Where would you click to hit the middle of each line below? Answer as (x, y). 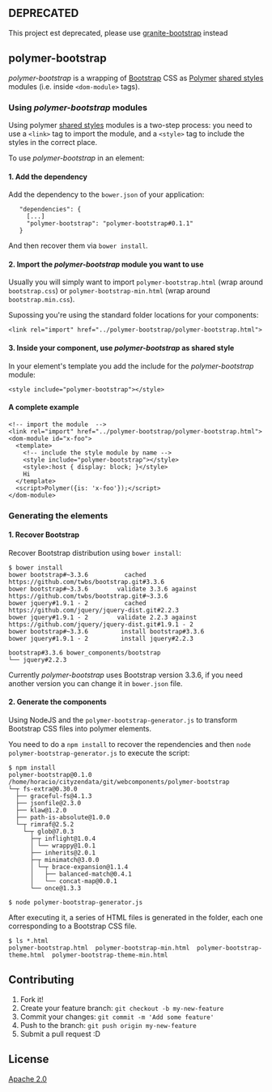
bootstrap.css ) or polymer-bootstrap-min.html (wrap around (109, 291)
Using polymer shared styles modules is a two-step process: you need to (130, 125)
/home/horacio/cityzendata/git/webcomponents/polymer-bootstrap (119, 782)
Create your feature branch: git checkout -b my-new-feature (122, 1008)
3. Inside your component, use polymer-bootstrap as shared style (121, 348)
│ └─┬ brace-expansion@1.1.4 (79, 867)
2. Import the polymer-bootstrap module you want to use (106, 264)
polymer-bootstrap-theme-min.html (110, 955)
